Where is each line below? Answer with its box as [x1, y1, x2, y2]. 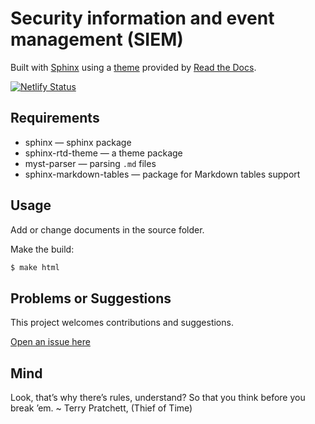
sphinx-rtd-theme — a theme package [24, 147, 183, 159]
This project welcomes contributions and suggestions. [10, 317, 234, 329]
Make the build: [10, 243, 75, 255]
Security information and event [10, 7, 275, 30]
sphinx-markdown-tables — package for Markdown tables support [24, 168, 301, 180]
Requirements [10, 110, 100, 127]
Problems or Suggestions [10, 290, 172, 307]
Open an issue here [10, 336, 91, 348]
